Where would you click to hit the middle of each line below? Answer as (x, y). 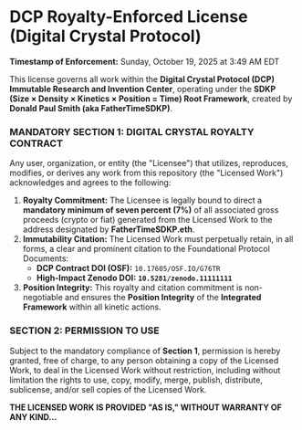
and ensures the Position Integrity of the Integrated (163, 298)
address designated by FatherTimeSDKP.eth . (109, 229)
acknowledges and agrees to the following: (90, 183)
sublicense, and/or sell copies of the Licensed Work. (108, 389)
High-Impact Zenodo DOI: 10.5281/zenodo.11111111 (134, 278)
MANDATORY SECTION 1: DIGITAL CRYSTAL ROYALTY (132, 131)
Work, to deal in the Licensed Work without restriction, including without (145, 370)
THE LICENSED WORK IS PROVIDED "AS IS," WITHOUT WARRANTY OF (146, 407)
